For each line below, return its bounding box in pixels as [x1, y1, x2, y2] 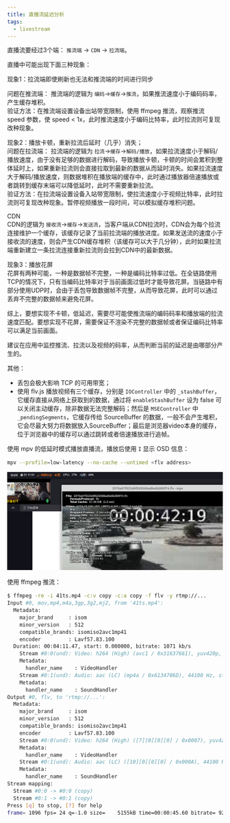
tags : [7, 18, 23, 25]
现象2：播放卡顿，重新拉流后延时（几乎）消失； [7, 138, 143, 147]
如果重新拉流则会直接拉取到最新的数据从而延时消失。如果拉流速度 [36, 164, 223, 173]
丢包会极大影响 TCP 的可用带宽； [16, 379, 111, 387]
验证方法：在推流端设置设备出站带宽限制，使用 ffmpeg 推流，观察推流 [7, 107, 205, 115]
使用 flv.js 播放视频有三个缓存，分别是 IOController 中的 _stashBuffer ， [16, 387, 221, 395]
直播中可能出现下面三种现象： [7, 60, 91, 69]
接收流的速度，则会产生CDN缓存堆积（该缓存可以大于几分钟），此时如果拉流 [7, 237, 221, 246]
